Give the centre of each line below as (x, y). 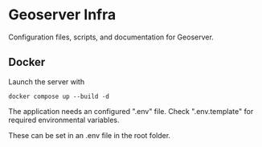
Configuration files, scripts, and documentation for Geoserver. (111, 37)
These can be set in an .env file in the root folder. (90, 135)
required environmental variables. (64, 120)
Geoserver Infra (62, 15)
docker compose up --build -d (59, 96)
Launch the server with (47, 81)
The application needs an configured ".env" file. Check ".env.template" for (131, 111)
